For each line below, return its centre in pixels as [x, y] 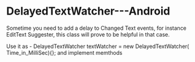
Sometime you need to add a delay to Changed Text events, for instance [96, 28]
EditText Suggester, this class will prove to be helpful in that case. [88, 34]
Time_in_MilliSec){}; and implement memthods [64, 52]
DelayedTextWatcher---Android [88, 11]
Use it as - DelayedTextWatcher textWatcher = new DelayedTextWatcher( [98, 46]
